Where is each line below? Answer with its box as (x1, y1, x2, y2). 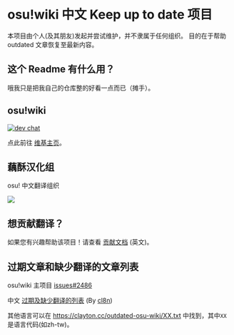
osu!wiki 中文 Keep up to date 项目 (7, 6, 213, 23)
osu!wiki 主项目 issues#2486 (7, 281, 93, 289)
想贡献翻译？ (7, 217, 64, 230)
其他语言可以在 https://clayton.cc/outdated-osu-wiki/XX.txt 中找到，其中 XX (7, 311, 227, 319)
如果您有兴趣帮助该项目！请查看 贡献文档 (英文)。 (7, 238, 153, 247)
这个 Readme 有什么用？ (7, 63, 116, 76)
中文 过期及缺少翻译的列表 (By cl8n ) (7, 297, 113, 304)
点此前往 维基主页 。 (7, 138, 66, 147)
